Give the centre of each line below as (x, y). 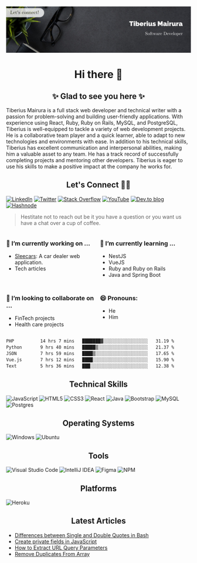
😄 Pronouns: (119, 299)
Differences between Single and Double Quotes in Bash (81, 535)
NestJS (117, 256)
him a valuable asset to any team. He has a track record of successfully (92, 154)
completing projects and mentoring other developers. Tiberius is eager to (94, 160)
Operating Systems (98, 423)
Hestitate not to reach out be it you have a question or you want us (101, 217)
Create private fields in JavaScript (56, 541)
